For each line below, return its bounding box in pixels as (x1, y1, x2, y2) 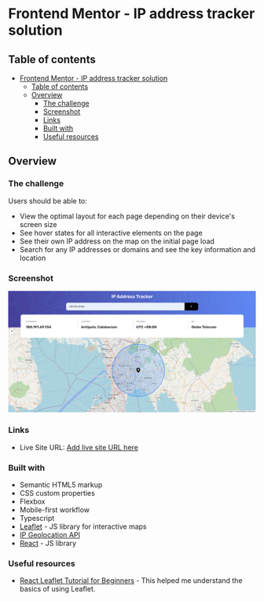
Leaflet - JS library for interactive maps (19, 522, 147, 531)
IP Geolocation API (19, 530, 81, 539)
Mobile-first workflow (19, 504, 90, 515)
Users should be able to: (8, 196, 88, 205)
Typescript (19, 513, 55, 522)
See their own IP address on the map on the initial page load (19, 236, 214, 246)
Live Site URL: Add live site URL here (19, 442, 139, 452)
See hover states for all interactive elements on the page (19, 228, 203, 237)
